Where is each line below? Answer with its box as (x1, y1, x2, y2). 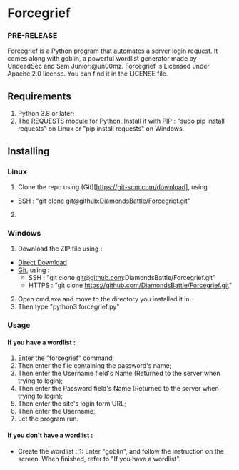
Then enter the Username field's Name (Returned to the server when (17, 369, 220, 378)
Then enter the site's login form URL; (17, 399, 126, 408)
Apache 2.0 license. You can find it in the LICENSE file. (7, 69, 168, 78)
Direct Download (17, 259, 68, 267)
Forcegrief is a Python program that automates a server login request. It (7, 46, 218, 55)
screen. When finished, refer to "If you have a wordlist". (17, 454, 181, 463)
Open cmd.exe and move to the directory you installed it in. (17, 295, 192, 304)
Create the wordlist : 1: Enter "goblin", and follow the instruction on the (17, 446, 225, 455)
